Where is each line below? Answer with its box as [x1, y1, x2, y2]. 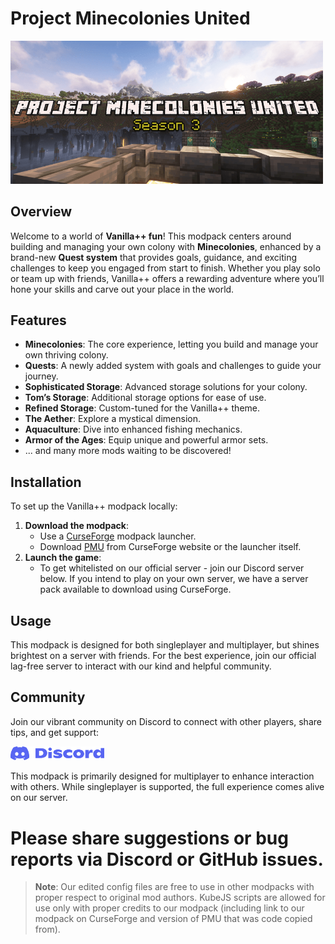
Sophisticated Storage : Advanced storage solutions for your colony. [24, 381, 308, 393]
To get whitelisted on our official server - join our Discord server [39, 562, 305, 574]
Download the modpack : [24, 520, 129, 532]
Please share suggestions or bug [10, 827, 289, 849]
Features [10, 312, 67, 329]
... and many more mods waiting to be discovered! [24, 445, 232, 457]
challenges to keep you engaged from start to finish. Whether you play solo [10, 262, 321, 274]
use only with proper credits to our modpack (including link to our [34, 902, 305, 914]
